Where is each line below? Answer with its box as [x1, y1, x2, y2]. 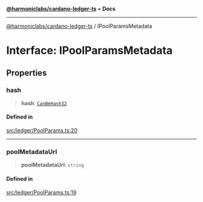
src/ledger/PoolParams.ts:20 [6, 127, 78, 134]
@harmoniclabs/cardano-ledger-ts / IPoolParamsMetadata [6, 22, 152, 30]
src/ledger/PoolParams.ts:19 [6, 189, 77, 196]
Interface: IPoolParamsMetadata [6, 44, 173, 57]
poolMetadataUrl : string [21, 161, 85, 169]
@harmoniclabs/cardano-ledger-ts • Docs [6, 5, 116, 12]
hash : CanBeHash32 [21, 99, 67, 106]
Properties [6, 68, 47, 78]
